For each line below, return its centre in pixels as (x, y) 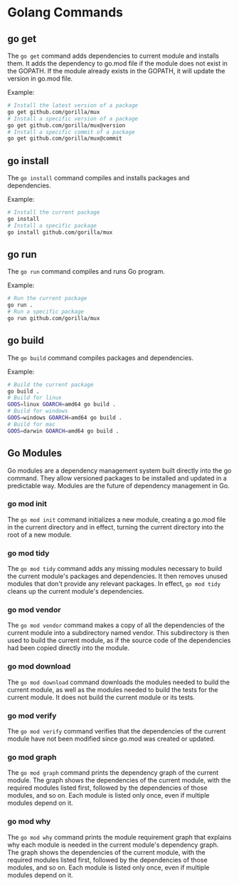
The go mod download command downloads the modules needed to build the (118, 682)
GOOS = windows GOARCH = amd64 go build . (65, 418)
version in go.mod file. (40, 78)
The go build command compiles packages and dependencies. (101, 358)
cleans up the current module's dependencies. (76, 592)
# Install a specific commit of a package (71, 132)
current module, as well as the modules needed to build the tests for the (113, 689)
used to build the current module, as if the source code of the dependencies (119, 640)
